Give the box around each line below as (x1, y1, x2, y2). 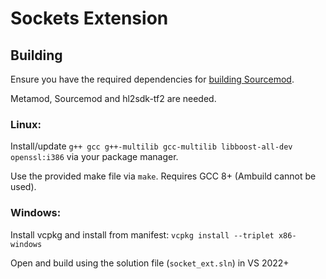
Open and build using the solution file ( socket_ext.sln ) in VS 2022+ (10, 257, 290, 269)
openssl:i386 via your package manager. (10, 151, 179, 163)
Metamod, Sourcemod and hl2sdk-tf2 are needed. (10, 93, 217, 104)
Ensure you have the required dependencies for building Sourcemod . (10, 73, 295, 85)
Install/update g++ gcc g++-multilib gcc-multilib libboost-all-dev (10, 140, 293, 152)
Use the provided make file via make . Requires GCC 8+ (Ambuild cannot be (10, 170, 317, 182)
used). (10, 181, 37, 193)
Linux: (10, 117, 42, 131)
